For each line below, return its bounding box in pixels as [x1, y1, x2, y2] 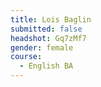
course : [10, 52, 43, 62]
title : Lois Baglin [10, 14, 92, 25]
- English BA [19, 61, 74, 71]
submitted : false [10, 24, 83, 34]
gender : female [10, 42, 74, 53]
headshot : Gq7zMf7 [10, 33, 87, 43]
